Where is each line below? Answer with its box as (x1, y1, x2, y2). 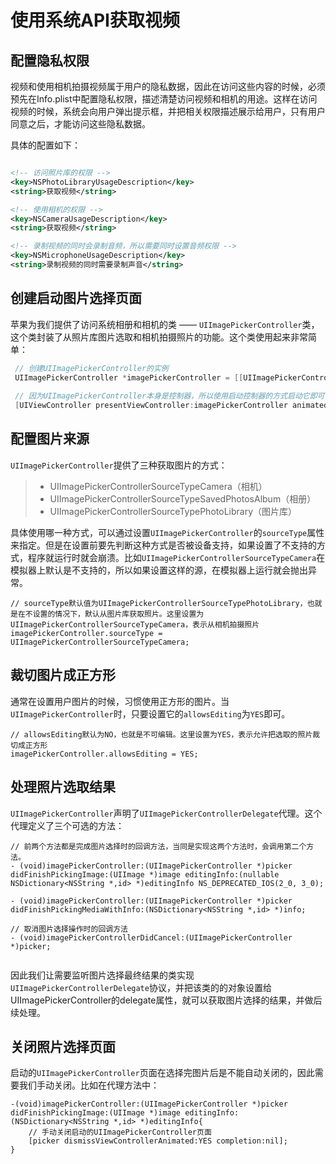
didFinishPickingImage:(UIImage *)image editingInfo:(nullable (10, 869, 280, 880)
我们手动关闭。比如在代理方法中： (18, 1079, 160, 1091)
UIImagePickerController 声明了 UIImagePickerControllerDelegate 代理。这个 (10, 807, 323, 819)
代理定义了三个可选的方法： (10, 819, 125, 831)
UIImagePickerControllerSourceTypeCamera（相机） (49, 480, 268, 492)
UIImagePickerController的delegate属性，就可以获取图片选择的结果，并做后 (10, 994, 323, 1006)
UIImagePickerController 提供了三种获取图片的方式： (10, 459, 228, 471)
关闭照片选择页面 (10, 1038, 116, 1055)
